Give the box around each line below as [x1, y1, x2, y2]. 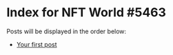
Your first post [16, 40, 57, 48]
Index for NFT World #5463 [6, 5, 167, 20]
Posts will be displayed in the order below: [6, 27, 127, 35]
